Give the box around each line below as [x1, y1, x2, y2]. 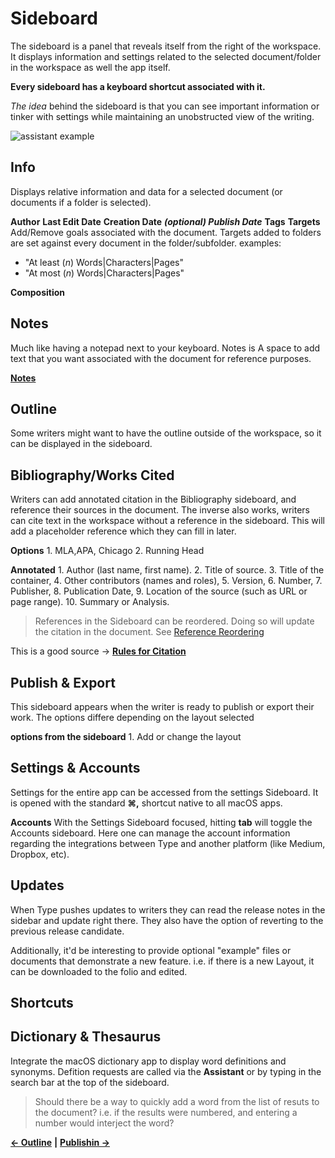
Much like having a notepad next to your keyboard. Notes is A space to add [10, 342, 321, 354]
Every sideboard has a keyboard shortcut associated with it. [10, 80, 266, 92]
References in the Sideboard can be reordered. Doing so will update [34, 615, 315, 627]
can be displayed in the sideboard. [10, 438, 153, 450]
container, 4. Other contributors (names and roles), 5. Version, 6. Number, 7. [10, 575, 323, 587]
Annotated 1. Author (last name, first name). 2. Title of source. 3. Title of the [10, 564, 325, 576]
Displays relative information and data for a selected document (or [10, 185, 283, 197]
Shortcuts [10, 995, 74, 1012]
